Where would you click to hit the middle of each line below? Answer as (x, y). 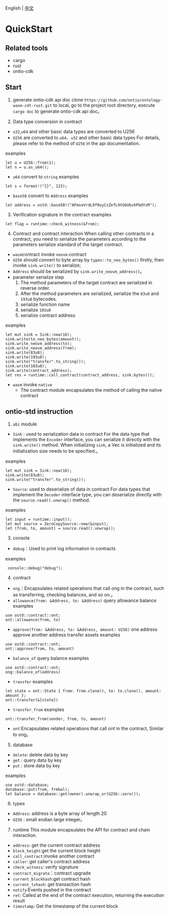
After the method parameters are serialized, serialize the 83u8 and (90, 293)
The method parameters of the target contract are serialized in (86, 282)
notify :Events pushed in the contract (52, 889)
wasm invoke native (33, 384)
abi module (25, 424)
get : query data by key (37, 760)
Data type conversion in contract (47, 121)
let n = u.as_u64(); (27, 167)
